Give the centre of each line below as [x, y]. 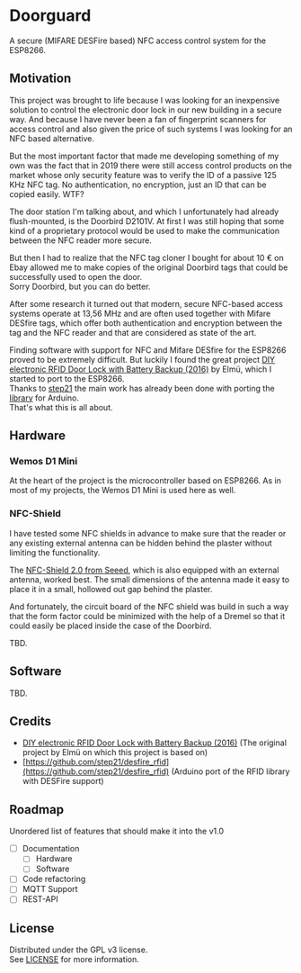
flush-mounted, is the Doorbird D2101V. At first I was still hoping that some [147, 221]
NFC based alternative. [52, 138]
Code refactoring [54, 879]
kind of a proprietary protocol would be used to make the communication [145, 230]
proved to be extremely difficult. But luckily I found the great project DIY [142, 359]
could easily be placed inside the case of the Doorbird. [111, 626]
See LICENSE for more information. [74, 959]
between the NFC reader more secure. [81, 240]
